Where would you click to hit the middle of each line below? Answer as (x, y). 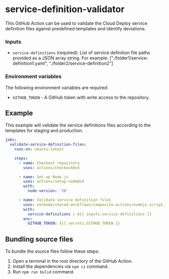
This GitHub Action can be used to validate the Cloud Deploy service (76, 23)
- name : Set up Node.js (44, 177)
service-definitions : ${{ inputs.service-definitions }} (90, 214)
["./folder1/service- (129, 58)
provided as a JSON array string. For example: (60, 58)
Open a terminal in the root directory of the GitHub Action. (73, 261)
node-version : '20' (48, 191)
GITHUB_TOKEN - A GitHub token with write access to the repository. (81, 97)
